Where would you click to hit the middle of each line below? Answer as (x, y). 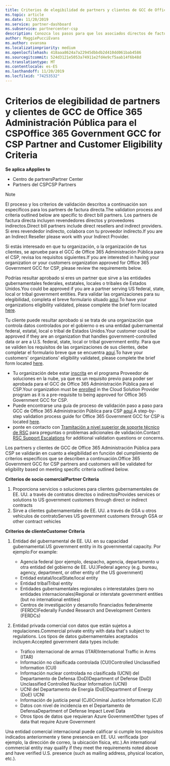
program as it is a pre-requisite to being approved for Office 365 (79, 395)
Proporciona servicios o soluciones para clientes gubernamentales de (85, 489)
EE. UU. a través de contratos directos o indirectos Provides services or (87, 494)
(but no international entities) (50, 599)
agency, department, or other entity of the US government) (81, 572)
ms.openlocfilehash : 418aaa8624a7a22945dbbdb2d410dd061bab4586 (73, 52)
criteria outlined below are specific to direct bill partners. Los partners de (81, 215)
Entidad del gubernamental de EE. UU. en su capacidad (70, 541)
